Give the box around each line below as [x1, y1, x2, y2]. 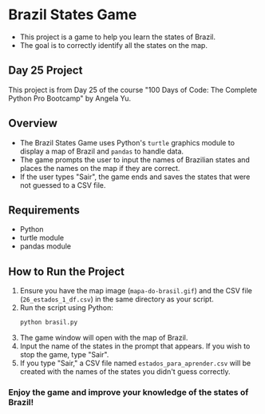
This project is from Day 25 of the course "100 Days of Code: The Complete [8, 85, 258, 94]
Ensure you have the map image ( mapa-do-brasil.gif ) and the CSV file [19, 286, 253, 296]
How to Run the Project [8, 265, 125, 278]
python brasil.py [19, 318, 78, 327]
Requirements [8, 203, 80, 217]
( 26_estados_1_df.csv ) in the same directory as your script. [19, 294, 214, 305]
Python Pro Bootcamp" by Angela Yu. [8, 94, 132, 103]
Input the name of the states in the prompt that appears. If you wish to [19, 341, 251, 351]
